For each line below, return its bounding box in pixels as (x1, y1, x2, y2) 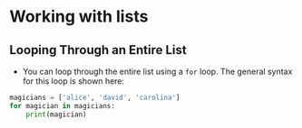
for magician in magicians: (9, 101, 116, 110)
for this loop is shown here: (22, 76, 125, 87)
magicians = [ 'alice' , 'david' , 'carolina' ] (9, 93, 180, 102)
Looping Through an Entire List (9, 42, 188, 58)
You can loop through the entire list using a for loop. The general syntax (22, 66, 293, 77)
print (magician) (25, 110, 88, 119)
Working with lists (9, 6, 149, 27)
